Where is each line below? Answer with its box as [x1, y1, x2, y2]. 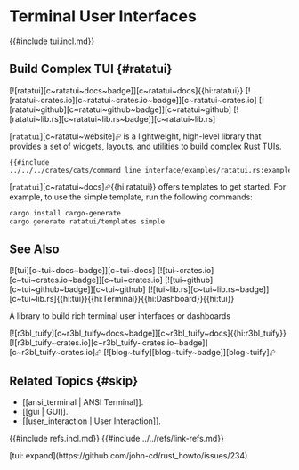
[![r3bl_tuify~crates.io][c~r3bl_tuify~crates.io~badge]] [9, 337, 209, 348]
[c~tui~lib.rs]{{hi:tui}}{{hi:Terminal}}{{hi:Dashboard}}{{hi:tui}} [9, 294, 235, 304]
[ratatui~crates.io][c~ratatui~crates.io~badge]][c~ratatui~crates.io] [9, 94, 257, 105]
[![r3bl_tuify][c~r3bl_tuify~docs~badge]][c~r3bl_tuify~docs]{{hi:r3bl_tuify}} [9, 328, 287, 339]
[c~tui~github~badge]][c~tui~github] [9, 284, 146, 295]
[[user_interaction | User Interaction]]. [21, 416, 162, 426]
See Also [9, 241, 60, 256]
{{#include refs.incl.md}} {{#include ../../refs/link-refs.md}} [9, 434, 224, 444]
